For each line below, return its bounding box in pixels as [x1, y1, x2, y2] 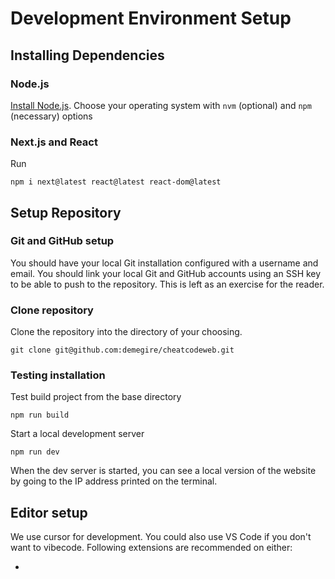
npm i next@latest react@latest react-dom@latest [10, 177, 222, 187]
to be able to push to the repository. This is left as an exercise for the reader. [10, 278, 325, 290]
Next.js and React [10, 135, 98, 149]
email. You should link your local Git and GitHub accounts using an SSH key [10, 267, 322, 279]
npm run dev [10, 447, 60, 457]
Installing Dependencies [10, 47, 165, 64]
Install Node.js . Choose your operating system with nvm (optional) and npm [10, 99, 312, 111]
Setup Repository [10, 204, 122, 221]
